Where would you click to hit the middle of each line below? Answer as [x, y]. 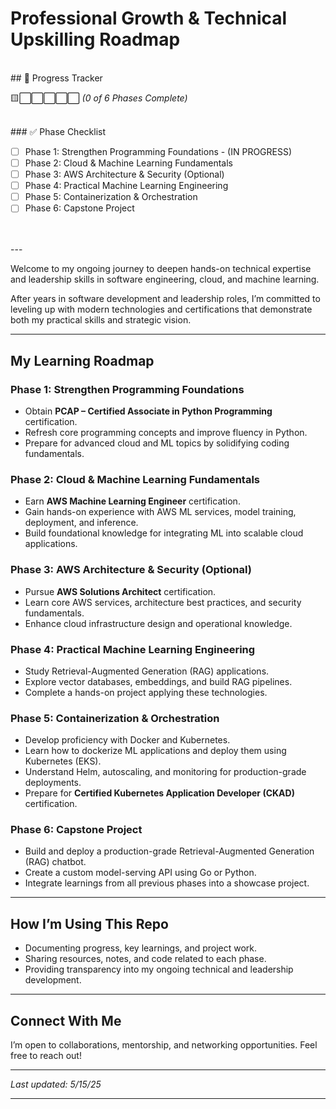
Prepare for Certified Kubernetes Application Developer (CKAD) [159, 793]
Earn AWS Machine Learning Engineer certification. [132, 501]
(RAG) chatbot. [55, 862]
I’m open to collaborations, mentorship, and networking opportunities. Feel [164, 1045]
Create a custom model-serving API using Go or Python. [140, 873]
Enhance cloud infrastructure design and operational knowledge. [158, 623]
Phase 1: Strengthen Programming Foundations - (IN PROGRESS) [158, 151]
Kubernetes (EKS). [63, 761]
